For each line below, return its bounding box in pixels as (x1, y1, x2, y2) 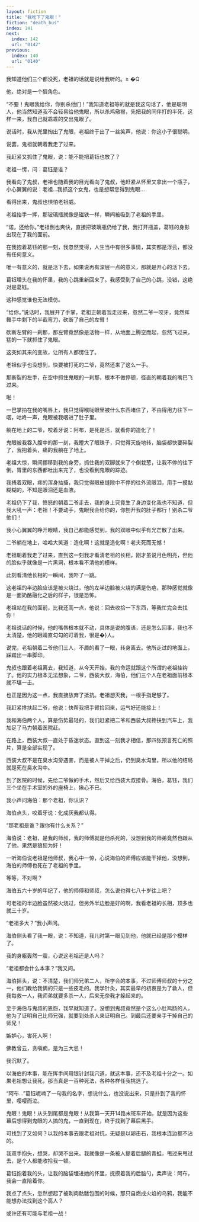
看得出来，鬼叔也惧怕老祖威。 (6, 198, 79, 205)
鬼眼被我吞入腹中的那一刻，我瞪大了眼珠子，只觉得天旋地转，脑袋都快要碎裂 (6, 439, 193, 446)
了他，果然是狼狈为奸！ (6, 842, 63, 849)
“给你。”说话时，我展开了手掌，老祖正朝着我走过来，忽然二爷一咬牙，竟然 (6, 309, 185, 316)
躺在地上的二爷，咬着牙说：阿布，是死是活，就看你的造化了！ (6, 426, 157, 433)
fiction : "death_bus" (6, 20, 60, 25)
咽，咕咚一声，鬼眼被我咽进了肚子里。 (6, 413, 99, 421)
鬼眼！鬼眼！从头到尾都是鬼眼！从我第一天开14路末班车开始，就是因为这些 (6, 1109, 188, 1117)
